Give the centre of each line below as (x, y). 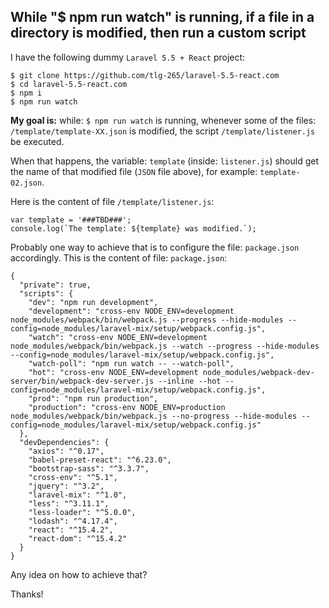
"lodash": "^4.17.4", (73, 521)
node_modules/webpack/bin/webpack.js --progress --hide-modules (147, 320)
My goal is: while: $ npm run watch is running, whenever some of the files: (163, 120)
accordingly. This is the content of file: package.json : (119, 257)
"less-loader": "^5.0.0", (82, 512)
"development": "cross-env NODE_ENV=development (131, 311)
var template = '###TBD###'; (71, 220)
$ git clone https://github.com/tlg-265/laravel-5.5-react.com (145, 75)
